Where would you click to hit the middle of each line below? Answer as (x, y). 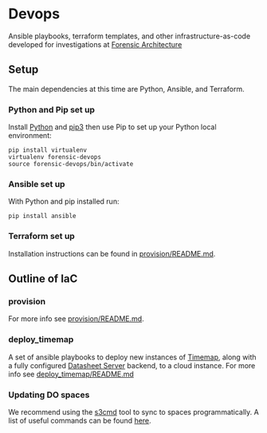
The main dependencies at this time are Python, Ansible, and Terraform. (126, 89)
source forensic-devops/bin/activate (71, 165)
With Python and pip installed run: (64, 201)
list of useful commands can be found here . (80, 420)
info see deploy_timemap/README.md (71, 374)
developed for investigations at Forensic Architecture (95, 44)
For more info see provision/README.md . (77, 319)
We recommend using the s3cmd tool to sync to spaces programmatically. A (133, 411)
